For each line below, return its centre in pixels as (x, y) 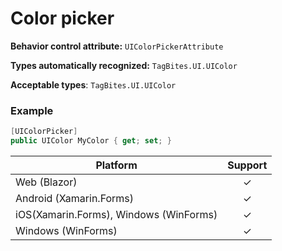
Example (32, 110)
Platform (116, 165)
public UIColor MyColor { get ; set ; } (91, 141)
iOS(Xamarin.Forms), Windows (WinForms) (116, 214)
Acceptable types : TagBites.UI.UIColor (93, 84)
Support (247, 165)
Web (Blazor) (46, 182)
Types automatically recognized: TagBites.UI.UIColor (124, 65)
